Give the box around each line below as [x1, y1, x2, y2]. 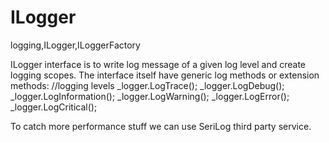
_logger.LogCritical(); [10, 101, 98, 113]
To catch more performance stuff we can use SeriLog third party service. [10, 120, 312, 132]
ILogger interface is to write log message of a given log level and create [10, 58, 307, 70]
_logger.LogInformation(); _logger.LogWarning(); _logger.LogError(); [10, 90, 290, 102]
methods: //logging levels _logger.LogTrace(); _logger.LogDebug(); [10, 79, 285, 91]
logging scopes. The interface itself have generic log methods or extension [10, 69, 320, 81]
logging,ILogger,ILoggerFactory [10, 39, 141, 51]
